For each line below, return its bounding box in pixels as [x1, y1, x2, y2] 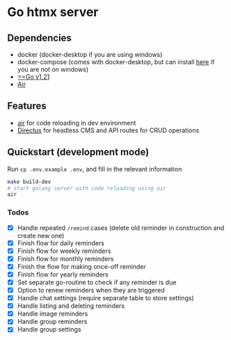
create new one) [17, 231, 65, 240]
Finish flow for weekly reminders [17, 247, 111, 255]
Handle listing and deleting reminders [17, 302, 125, 310]
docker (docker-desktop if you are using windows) [17, 50, 163, 59]
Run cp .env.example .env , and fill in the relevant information [7, 164, 182, 173]
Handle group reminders [17, 318, 88, 326]
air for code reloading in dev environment [17, 118, 136, 127]
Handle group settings [17, 325, 81, 334]
